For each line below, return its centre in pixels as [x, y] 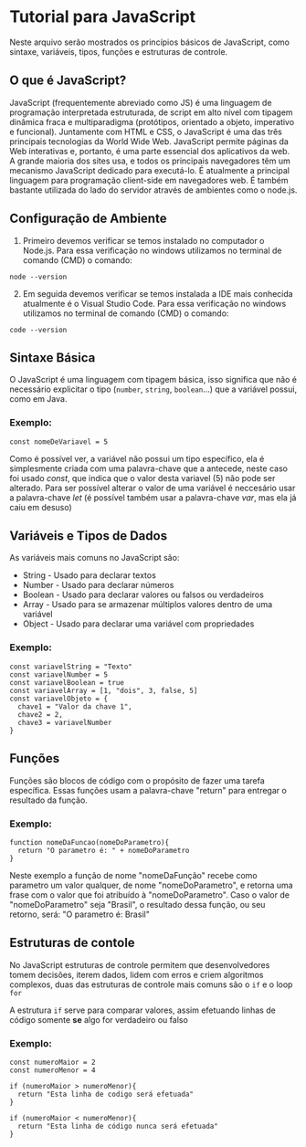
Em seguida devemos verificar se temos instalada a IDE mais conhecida [158, 293]
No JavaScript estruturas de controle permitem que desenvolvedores [140, 964]
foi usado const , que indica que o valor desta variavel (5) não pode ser [142, 478]
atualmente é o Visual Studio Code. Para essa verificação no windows [154, 303]
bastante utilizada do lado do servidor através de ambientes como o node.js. [153, 190]
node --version [38, 277]
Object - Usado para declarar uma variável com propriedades [138, 624]
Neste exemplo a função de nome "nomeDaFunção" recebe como [133, 875]
